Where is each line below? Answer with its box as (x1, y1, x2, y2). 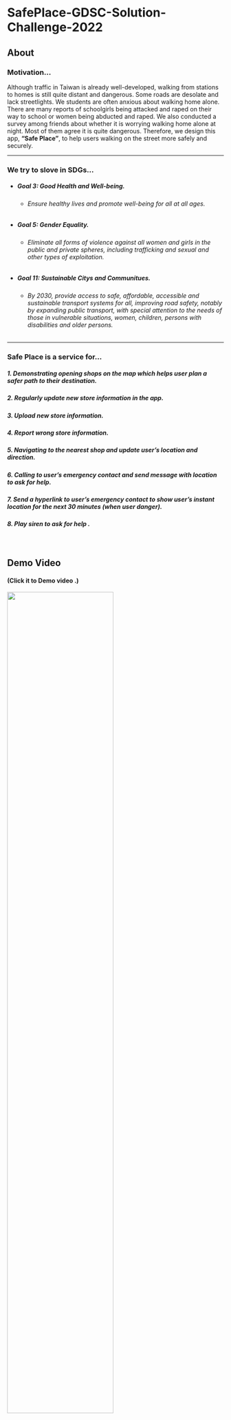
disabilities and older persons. (27, 320, 113, 329)
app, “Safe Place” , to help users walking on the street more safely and (7, 134, 208, 142)
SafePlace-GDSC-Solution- (7, 5, 166, 21)
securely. (7, 141, 33, 149)
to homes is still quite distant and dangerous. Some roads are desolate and (7, 90, 219, 98)
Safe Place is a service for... (7, 352, 102, 362)
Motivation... (7, 67, 52, 77)
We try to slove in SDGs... (7, 165, 94, 175)
